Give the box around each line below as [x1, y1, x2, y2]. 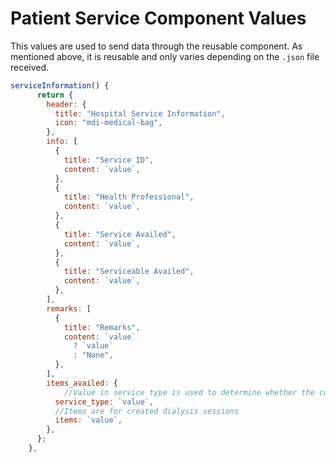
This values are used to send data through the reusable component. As [10, 40, 303, 52]
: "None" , [73, 350, 114, 361]
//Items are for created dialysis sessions [54, 406, 240, 416]
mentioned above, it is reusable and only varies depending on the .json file [10, 50, 320, 62]
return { [36, 90, 74, 100]
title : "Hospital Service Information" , [54, 108, 226, 119]
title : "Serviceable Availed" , [63, 267, 195, 277]
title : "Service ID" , [63, 155, 155, 165]
